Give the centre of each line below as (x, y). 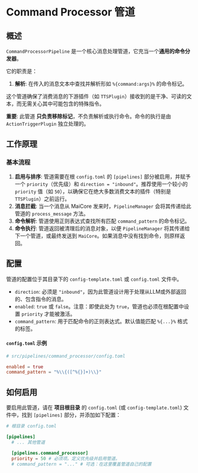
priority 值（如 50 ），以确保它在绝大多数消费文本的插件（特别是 (93, 191)
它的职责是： (22, 71)
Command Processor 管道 (71, 12)
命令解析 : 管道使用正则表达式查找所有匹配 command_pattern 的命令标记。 (102, 221)
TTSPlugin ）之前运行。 (42, 198)
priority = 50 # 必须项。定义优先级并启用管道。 (66, 458)
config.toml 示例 (27, 343)
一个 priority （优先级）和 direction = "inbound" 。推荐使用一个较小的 (101, 184)
